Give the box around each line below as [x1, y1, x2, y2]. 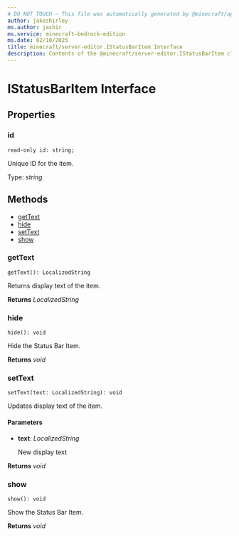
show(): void [7, 495, 46, 503]
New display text [17, 448, 68, 456]
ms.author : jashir [7, 23, 62, 31]
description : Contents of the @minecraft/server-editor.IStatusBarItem [7, 51, 224, 58]
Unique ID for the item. [7, 159, 74, 167]
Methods [7, 194, 48, 206]
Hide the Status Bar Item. [7, 342, 81, 350]
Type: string [7, 172, 43, 182]
